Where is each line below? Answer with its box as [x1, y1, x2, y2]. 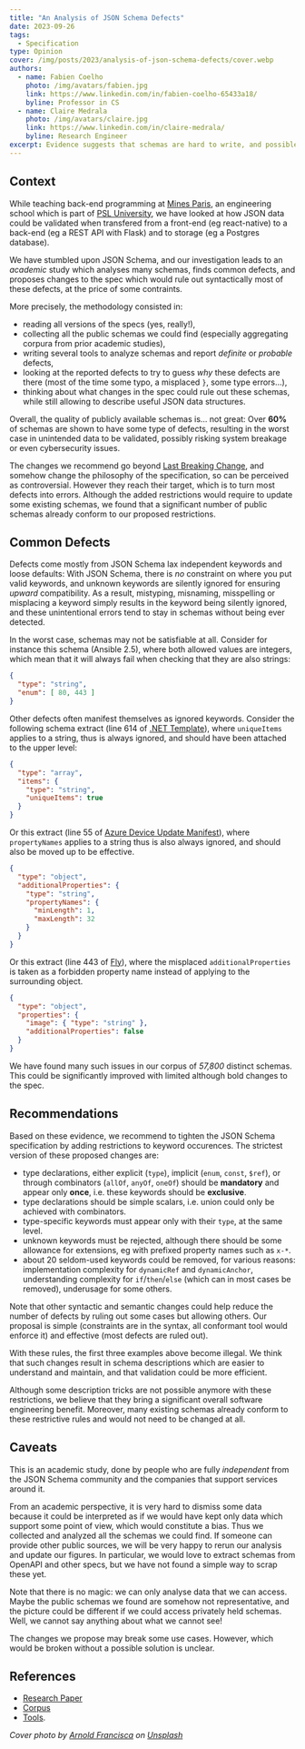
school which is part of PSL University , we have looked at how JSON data [9, 207, 285, 218]
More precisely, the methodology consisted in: [9, 301, 183, 312]
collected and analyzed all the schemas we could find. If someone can [9, 1530, 272, 1541]
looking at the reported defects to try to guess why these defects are [22, 367, 280, 377]
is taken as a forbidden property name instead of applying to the [9, 966, 251, 977]
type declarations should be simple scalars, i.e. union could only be [22, 1196, 275, 1207]
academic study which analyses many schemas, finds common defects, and [9, 264, 296, 275]
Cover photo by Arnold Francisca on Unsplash [9, 1730, 183, 1741]
